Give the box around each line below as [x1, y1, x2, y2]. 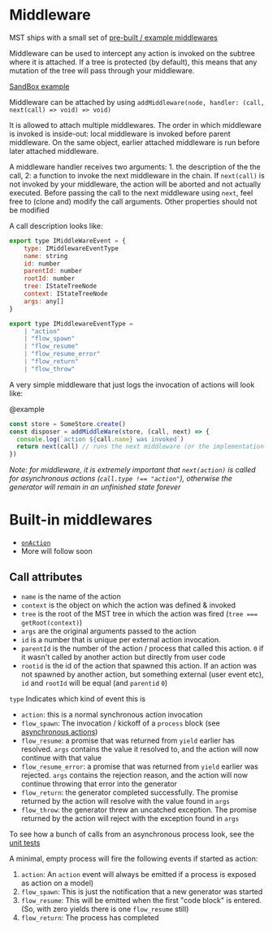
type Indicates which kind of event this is [9, 694, 146, 704]
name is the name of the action [20, 591, 121, 601]
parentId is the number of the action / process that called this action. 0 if [20, 643, 264, 653]
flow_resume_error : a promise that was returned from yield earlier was [20, 761, 258, 771]
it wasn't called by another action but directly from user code [20, 651, 226, 661]
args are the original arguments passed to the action [20, 625, 197, 636]
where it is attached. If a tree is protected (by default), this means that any [9, 57, 258, 67]
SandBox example [9, 81, 70, 91]
